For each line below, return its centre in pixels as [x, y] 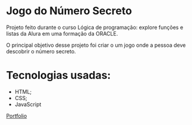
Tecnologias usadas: [59, 76]
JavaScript [28, 104]
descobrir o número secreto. [41, 51]
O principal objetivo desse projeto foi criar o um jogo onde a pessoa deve [96, 45]
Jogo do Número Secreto [69, 11]
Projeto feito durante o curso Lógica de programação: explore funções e [95, 27]
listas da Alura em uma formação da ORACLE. [62, 33]
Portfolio [17, 116]
